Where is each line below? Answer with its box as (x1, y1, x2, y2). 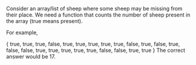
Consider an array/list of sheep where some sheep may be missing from (6, 5, 183, 12)
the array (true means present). (6, 18, 83, 24)
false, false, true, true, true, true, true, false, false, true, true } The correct (6, 47, 185, 54)
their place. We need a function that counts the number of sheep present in (6, 11, 191, 18)
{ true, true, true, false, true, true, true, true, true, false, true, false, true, (6, 41, 180, 47)
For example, (6, 29, 39, 36)
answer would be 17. (6, 53, 56, 60)
